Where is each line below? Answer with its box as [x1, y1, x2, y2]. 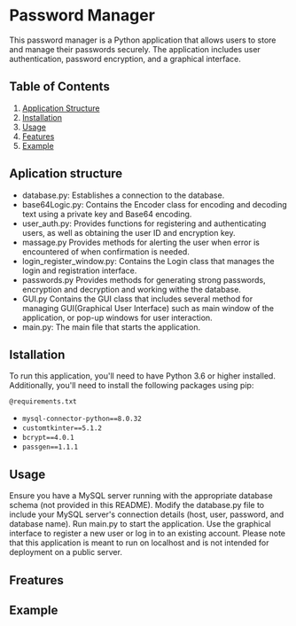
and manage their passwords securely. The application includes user [9, 43, 261, 54]
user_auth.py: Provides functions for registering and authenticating [21, 218, 267, 229]
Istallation [9, 347, 66, 362]
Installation [21, 112, 63, 122]
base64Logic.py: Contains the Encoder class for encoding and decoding [21, 199, 287, 209]
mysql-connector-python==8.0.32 [21, 414, 142, 424]
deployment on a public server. [9, 547, 122, 558]
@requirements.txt [9, 397, 77, 406]
